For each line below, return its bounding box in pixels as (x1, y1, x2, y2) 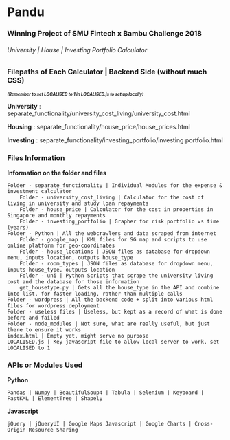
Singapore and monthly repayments (7, 212, 106, 219)
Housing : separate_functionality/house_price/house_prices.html (7, 122, 190, 131)
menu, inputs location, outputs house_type (7, 254, 134, 261)
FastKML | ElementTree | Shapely (7, 395, 103, 402)
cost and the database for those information (7, 278, 139, 285)
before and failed (7, 314, 60, 321)
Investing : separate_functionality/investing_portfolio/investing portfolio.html (7, 135, 223, 144)
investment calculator (7, 188, 72, 195)
